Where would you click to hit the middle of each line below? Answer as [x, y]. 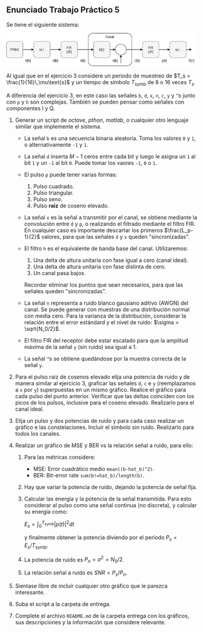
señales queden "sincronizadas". [65, 291]
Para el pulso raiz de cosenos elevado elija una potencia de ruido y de [102, 377]
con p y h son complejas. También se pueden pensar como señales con [95, 102]
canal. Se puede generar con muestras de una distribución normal [107, 309]
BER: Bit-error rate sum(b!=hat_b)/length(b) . [88, 475]
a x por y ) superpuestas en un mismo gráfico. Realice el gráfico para [101, 390]
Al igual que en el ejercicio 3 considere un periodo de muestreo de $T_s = [98, 76]
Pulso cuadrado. [54, 186]
